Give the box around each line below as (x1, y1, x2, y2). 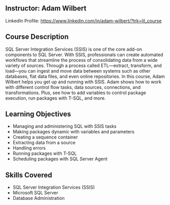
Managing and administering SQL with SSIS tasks (12, 123, 116, 129)
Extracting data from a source (12, 140, 76, 146)
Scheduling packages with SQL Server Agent (12, 156, 108, 162)
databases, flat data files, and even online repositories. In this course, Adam (5, 73, 165, 79)
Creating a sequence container (12, 134, 78, 140)
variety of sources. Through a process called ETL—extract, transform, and (5, 62, 162, 69)
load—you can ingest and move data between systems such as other (5, 67, 151, 74)
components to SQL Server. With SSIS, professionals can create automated (5, 51, 163, 58)
